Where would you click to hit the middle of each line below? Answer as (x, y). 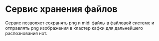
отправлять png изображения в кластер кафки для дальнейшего (74, 28)
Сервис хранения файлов (61, 9)
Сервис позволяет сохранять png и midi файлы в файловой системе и (80, 23)
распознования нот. (26, 33)
